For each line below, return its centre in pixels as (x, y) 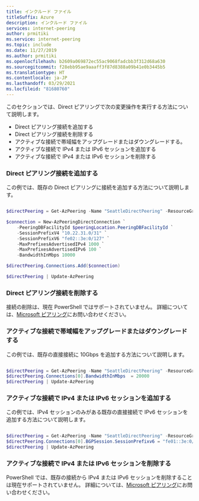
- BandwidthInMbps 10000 (46, 255)
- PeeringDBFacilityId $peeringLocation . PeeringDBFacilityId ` (95, 227)
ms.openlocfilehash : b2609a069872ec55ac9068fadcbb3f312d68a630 (86, 61)
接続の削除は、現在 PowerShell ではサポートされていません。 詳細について (97, 307)
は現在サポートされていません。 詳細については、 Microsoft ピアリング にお (97, 485)
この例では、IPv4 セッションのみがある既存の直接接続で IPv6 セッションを (97, 412)
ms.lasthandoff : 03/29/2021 (41, 84)
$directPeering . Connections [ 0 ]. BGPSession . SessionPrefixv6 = (83, 442)
